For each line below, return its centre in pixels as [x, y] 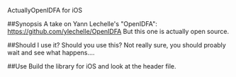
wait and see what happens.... [51, 53]
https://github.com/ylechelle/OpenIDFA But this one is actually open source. [118, 31]
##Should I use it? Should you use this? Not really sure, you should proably [117, 45]
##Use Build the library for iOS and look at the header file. [92, 66]
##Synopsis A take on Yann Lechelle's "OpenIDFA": [82, 24]
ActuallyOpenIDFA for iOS [45, 10]
